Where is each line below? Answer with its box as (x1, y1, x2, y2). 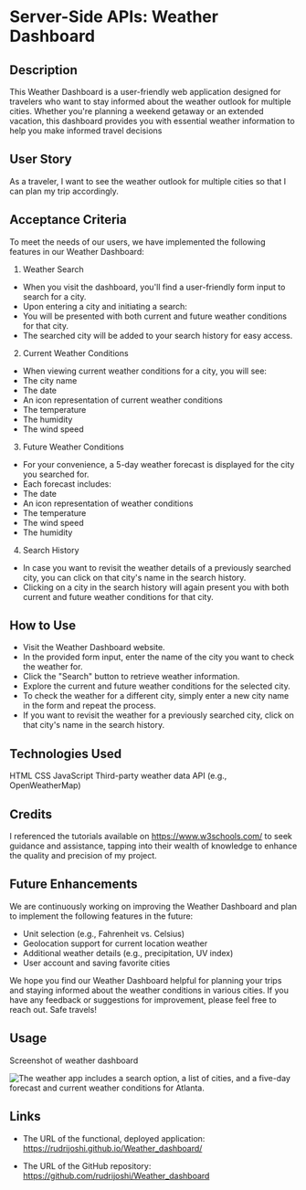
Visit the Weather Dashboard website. (22, 642, 166, 653)
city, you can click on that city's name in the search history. (22, 572, 247, 583)
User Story (9, 152, 72, 167)
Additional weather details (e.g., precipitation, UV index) (22, 947, 234, 958)
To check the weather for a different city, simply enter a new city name (22, 690, 290, 701)
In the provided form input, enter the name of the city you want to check (22, 651, 295, 663)
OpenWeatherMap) (9, 780, 81, 791)
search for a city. (22, 290, 87, 302)
